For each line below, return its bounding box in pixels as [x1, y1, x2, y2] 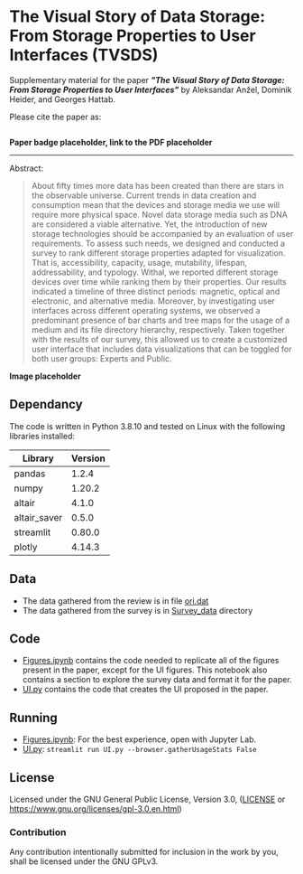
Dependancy [9, 397, 83, 412]
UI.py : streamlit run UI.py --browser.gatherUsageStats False [22, 744, 257, 755]
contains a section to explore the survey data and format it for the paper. [22, 674, 292, 685]
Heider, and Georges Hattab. [9, 93, 115, 105]
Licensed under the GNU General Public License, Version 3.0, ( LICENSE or [9, 794, 286, 804]
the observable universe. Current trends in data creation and [31, 190, 257, 201]
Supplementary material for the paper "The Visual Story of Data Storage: [9, 74, 286, 85]
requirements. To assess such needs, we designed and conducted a [31, 238, 286, 249]
